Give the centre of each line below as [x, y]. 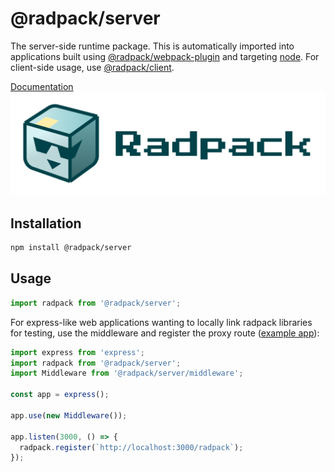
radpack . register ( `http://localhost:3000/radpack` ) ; [131, 447]
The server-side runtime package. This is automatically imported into [152, 46]
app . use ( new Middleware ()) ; [69, 415]
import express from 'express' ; [77, 352]
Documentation [42, 86]
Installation [46, 223]
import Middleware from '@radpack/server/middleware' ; [127, 373]
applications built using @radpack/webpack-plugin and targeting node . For [165, 56]
